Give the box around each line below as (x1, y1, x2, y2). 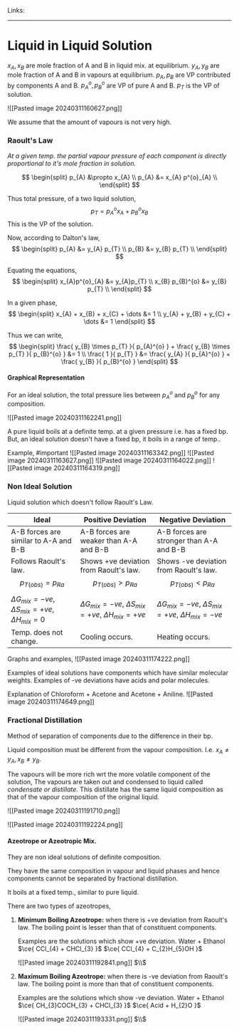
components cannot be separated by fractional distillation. (7, 874, 179, 883)
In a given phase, (7, 298, 58, 307)
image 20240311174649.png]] (7, 697, 95, 706)
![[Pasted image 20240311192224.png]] (7, 821, 123, 829)
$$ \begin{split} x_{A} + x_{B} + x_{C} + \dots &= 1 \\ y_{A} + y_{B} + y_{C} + (8, 309, 231, 318)
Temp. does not (11, 628, 63, 638)
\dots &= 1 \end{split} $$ (83, 317, 156, 326)
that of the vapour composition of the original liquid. (7, 793, 160, 801)
